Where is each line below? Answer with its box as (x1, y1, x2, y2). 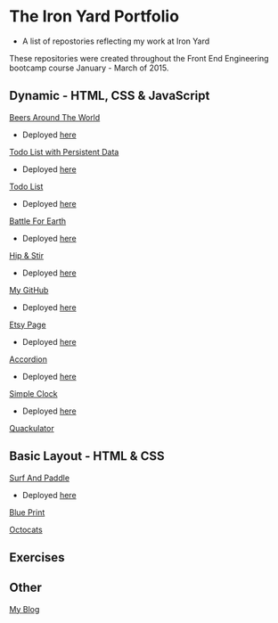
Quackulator (9, 422, 55, 433)
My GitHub (9, 284, 49, 295)
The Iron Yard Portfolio (9, 6, 180, 27)
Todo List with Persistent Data (9, 146, 119, 157)
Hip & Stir (9, 250, 45, 260)
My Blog (9, 603, 40, 614)
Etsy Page (9, 319, 46, 330)
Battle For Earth (9, 216, 67, 226)
